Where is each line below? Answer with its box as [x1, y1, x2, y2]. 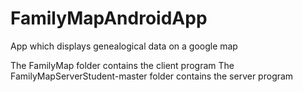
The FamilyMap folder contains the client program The [10, 59, 235, 71]
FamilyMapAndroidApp [10, 7, 208, 30]
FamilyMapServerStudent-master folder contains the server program [10, 70, 294, 82]
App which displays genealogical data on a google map [10, 40, 238, 52]
